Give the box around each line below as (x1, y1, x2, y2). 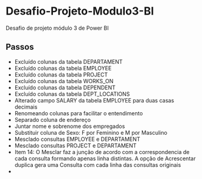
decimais (14, 103, 38, 110)
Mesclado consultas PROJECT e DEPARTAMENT (14, 141, 137, 149)
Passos (5, 42, 34, 52)
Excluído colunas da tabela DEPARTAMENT (14, 58, 123, 65)
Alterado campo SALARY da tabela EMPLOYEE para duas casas (14, 96, 175, 104)
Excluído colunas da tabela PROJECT (14, 71, 108, 78)
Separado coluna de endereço (14, 116, 91, 123)
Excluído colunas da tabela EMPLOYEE (14, 64, 112, 72)
